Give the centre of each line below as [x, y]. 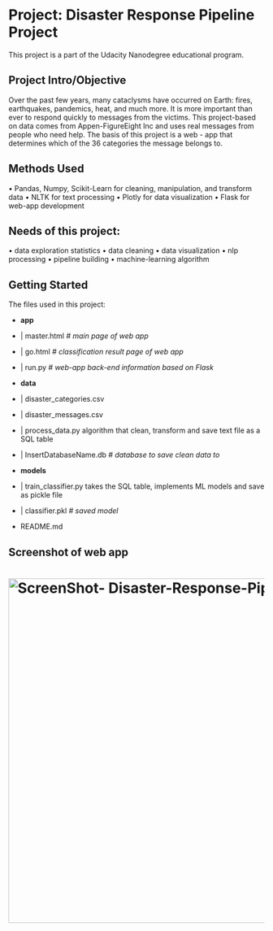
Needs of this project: [64, 231]
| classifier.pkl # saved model [69, 511]
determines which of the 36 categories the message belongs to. [116, 143]
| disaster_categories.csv [62, 399]
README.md [41, 527]
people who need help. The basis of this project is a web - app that [121, 134]
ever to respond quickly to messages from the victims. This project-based [132, 117]
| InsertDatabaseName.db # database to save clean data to [120, 455]
